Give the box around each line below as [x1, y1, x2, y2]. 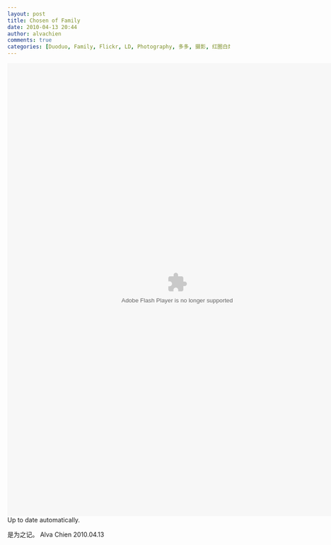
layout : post [7, 10, 46, 18]
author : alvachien [7, 30, 62, 38]
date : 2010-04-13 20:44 [7, 23, 78, 30]
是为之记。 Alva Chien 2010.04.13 [7, 530, 105, 539]
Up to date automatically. [7, 516, 80, 524]
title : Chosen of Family [7, 17, 81, 24]
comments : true [7, 37, 52, 44]
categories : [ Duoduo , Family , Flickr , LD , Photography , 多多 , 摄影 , [7, 43, 209, 50]
